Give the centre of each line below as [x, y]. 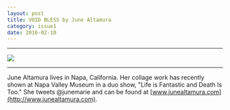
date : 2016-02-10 [32, 32]
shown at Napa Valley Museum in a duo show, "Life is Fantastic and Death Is [115, 85]
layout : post [26, 13]
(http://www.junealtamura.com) [51, 99]
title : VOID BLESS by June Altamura [59, 20]
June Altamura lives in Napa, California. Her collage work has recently [106, 78]
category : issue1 [32, 26]
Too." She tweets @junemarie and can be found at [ [80, 92]
